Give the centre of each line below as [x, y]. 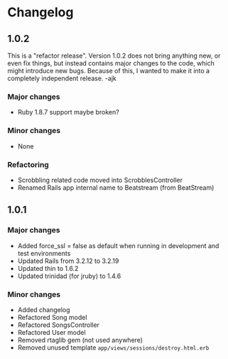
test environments [44, 253]
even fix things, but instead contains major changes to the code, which [111, 63]
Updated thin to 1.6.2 [48, 268]
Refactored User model [52, 332]
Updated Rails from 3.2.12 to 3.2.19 [68, 261]
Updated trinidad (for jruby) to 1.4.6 [69, 276]
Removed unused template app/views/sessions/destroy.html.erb [113, 347]
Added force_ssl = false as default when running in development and [118, 245]
